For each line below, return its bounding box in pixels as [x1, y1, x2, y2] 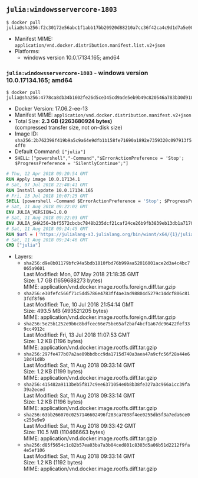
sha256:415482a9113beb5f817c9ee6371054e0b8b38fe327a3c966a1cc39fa [23, 382, 190, 387]
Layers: [14, 253, 33, 260]
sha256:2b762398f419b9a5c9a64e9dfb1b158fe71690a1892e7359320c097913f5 [14, 138, 192, 144]
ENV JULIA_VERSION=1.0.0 [6, 209, 67, 215]
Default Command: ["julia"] [14, 148, 86, 155]
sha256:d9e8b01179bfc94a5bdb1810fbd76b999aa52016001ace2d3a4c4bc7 [23, 260, 190, 266]
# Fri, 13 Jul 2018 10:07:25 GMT [6, 193, 88, 199]
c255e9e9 [23, 417, 45, 423]
